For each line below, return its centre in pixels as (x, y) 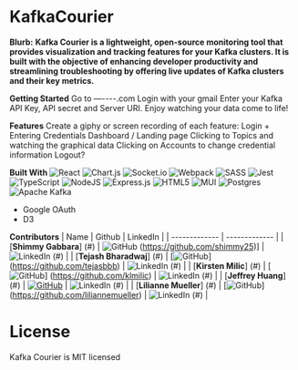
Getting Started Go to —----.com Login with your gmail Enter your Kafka (146, 98)
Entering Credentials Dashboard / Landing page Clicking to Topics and (142, 135)
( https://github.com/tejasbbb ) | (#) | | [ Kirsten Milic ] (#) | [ (140, 265)
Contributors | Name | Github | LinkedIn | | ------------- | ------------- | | (147, 236)
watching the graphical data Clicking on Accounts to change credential (143, 145)
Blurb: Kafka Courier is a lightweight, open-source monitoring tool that (146, 42)
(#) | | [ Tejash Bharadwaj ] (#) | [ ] (132, 256)
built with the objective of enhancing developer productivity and (134, 61)
